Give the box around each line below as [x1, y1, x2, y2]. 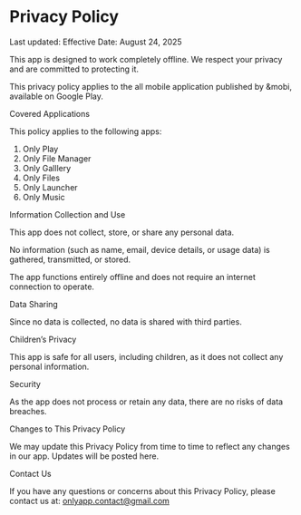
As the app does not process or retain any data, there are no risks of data [9, 396, 284, 407]
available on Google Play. [9, 91, 104, 102]
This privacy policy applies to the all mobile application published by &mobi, [9, 81, 293, 92]
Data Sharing [9, 298, 59, 309]
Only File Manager [22, 152, 92, 164]
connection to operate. [9, 281, 95, 292]
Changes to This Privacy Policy [9, 423, 126, 434]
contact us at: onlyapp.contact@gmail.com [9, 495, 170, 506]
